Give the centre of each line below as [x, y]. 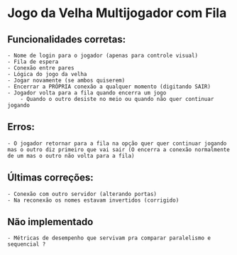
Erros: [21, 127]
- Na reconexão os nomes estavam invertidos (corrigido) [93, 200]
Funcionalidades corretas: [67, 39]
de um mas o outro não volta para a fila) [71, 156]
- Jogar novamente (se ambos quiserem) [66, 80]
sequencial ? [27, 244]
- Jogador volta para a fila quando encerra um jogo [87, 93]
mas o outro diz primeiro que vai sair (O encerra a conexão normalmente [119, 150]
